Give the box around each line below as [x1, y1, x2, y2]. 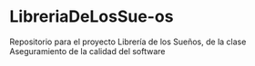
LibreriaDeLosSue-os [9, 6, 174, 27]
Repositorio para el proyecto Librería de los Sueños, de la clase [9, 36, 247, 47]
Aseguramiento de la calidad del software [9, 45, 166, 56]
